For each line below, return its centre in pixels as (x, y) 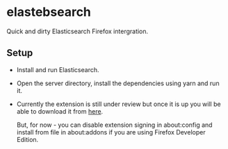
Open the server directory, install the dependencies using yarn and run (118, 83)
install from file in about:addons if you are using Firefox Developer (111, 132)
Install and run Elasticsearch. (58, 69)
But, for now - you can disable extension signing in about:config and (114, 125)
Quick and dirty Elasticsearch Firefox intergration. (78, 31)
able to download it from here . (60, 111)
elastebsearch (49, 12)
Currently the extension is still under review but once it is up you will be (119, 104)
